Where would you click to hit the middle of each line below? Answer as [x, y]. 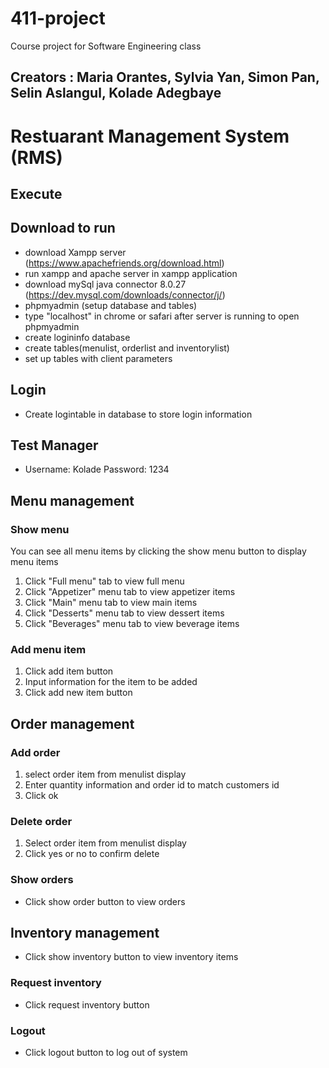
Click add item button [69, 671]
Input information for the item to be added [111, 682]
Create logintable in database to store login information [138, 414]
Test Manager [54, 445]
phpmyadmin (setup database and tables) [111, 305]
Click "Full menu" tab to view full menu [104, 581]
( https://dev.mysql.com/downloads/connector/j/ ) [125, 294]
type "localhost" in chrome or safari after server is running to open [162, 316]
